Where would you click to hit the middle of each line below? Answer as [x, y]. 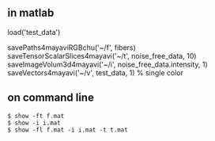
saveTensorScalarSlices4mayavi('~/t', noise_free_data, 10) [102, 55]
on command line [51, 98]
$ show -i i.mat [34, 123]
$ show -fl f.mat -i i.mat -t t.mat [68, 130]
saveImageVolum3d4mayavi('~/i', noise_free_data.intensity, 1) [108, 64]
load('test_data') [34, 32]
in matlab [31, 13]
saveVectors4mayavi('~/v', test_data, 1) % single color [95, 72]
